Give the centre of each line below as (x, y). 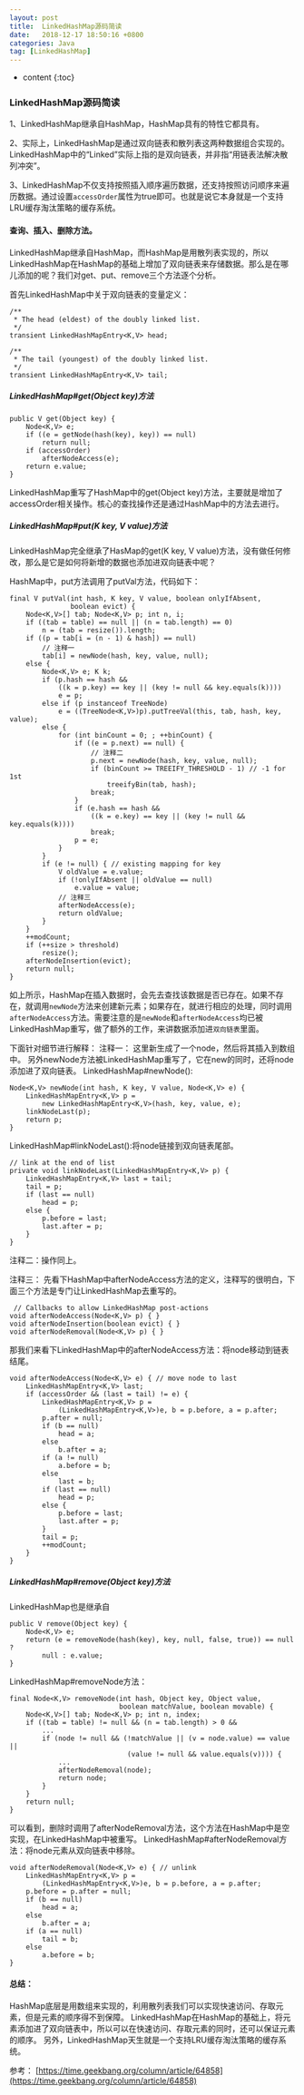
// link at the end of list (63, 1162)
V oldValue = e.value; (101, 872)
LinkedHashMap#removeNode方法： (78, 1681)
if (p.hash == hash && (85, 680)
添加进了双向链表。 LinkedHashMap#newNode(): (101, 1071)
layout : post (34, 18)
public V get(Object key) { (63, 418)
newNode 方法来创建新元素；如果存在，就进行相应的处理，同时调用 (171, 1006)
